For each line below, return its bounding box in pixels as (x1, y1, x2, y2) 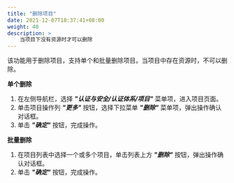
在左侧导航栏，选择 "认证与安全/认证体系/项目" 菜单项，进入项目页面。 (17, 95, 222, 103)
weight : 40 (7, 23, 39, 30)
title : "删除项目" (7, 10, 57, 17)
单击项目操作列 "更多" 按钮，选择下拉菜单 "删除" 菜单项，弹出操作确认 (17, 103, 222, 112)
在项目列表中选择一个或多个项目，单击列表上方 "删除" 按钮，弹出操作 (17, 151, 218, 159)
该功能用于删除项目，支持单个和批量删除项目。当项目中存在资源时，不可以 (7, 57, 221, 65)
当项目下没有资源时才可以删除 (20, 36, 93, 43)
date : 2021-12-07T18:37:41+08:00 (7, 17, 105, 24)
